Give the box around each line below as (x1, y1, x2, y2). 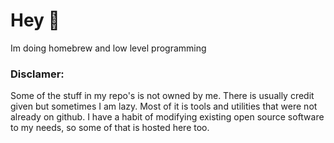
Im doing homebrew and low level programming (10, 42, 207, 54)
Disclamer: (10, 67, 65, 81)
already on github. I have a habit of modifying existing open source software (10, 111, 325, 123)
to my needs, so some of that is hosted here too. (10, 122, 210, 134)
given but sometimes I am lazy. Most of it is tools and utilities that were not (10, 100, 318, 113)
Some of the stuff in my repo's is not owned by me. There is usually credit (10, 90, 315, 102)
